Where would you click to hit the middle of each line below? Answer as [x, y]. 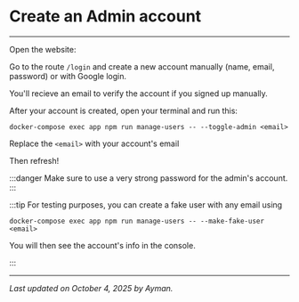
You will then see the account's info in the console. [102, 245]
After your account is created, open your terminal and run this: [124, 110]
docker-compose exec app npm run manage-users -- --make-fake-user [137, 221]
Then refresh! [34, 160]
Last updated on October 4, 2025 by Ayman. [91, 288]
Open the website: [43, 49]
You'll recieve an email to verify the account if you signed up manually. [139, 93]
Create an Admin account [105, 16]
